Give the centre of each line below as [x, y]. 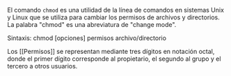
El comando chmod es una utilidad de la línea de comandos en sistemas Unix [116, 10]
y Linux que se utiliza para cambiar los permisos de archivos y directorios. [114, 17]
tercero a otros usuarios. [42, 66]
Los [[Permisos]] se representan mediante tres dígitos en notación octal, [111, 51]
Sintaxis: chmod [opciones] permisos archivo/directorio [87, 38]
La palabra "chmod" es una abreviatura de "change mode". [92, 25]
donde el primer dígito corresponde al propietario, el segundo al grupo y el [114, 59]
